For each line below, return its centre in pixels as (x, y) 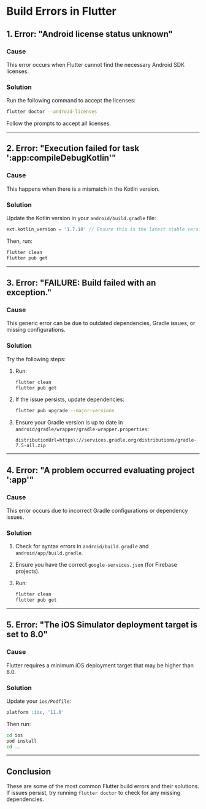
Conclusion (29, 771)
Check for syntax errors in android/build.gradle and (82, 546)
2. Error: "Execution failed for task (73, 148)
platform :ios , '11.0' (35, 712)
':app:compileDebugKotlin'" (61, 158)
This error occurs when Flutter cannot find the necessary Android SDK (96, 64)
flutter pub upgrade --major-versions (65, 411)
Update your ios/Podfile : (39, 701)
